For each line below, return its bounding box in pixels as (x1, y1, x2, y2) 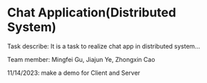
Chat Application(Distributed (7, 5, 177, 21)
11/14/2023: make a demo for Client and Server (7, 69, 141, 77)
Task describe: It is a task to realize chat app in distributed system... (7, 42, 200, 50)
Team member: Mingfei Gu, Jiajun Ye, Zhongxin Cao (7, 55, 155, 63)
